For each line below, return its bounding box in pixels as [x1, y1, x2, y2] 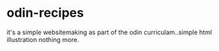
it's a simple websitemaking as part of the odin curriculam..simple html [6, 28, 213, 36]
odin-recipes [6, 5, 84, 21]
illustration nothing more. [6, 35, 79, 43]
